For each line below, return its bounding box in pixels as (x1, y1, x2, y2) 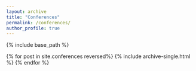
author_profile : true (6, 25, 60, 31)
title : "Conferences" (6, 14, 60, 20)
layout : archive (6, 8, 47, 15)
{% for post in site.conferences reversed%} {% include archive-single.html (6, 53, 191, 60)
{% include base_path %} (6, 41, 69, 49)
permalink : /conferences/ (6, 20, 71, 25)
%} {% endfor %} (6, 59, 50, 66)
